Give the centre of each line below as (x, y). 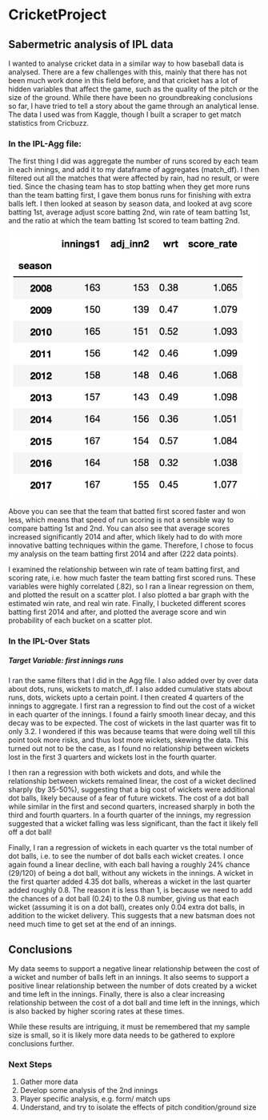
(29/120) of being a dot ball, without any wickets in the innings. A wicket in (131, 873)
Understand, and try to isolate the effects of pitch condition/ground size (138, 1107)
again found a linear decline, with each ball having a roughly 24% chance (129, 865)
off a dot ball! (30, 832)
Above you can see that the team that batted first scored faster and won (127, 512)
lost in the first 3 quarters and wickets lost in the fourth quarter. (112, 757)
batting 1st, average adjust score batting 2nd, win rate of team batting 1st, (129, 212)
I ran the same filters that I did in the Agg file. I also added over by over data (133, 680)
